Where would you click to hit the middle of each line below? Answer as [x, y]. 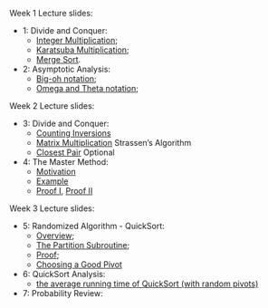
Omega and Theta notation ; [87, 88]
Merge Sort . [58, 59]
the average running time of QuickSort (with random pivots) [147, 284]
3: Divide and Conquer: [66, 123]
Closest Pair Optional [75, 152]
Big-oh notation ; [66, 79]
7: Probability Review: [62, 293]
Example [52, 181]
